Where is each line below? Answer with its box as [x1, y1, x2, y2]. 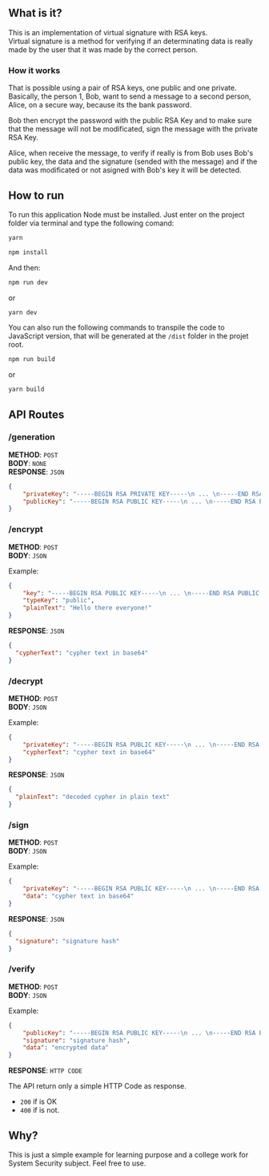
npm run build [8, 355, 56, 363]
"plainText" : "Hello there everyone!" [22, 604, 152, 612]
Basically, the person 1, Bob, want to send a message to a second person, [8, 91, 251, 101]
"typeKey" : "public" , [22, 597, 94, 605]
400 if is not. [19, 1105, 60, 1115]
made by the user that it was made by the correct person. [8, 44, 199, 55]
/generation [8, 432, 55, 443]
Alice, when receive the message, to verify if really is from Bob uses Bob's [8, 148, 254, 158]
